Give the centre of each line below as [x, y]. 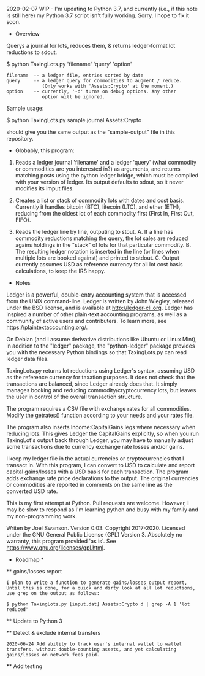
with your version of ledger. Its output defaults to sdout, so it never [99, 182]
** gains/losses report [34, 571]
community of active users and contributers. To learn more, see [87, 321]
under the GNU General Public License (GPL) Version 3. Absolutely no [94, 534]
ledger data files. [28, 359]
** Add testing [24, 666]
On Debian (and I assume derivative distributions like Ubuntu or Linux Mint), [102, 339]
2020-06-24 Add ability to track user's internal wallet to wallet [94, 644]
